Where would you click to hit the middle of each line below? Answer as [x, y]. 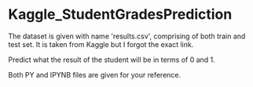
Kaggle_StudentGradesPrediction [120, 14]
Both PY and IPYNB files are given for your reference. [95, 74]
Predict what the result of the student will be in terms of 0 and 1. [112, 60]
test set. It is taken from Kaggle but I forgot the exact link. [101, 44]
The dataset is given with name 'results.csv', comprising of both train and [127, 36]
